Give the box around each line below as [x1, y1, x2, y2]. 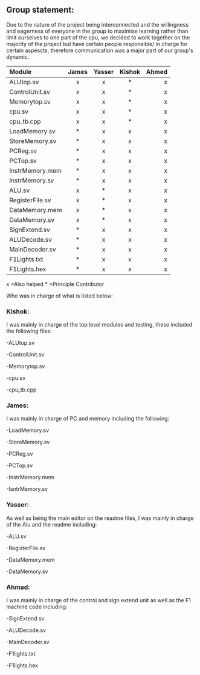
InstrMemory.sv [9, 176, 54, 184]
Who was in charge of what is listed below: [6, 292, 113, 299]
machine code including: [6, 603, 68, 610]
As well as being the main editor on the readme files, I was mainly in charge [6, 514, 195, 522]
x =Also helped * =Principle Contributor [6, 280, 105, 287]
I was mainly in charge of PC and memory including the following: [6, 415, 170, 422]
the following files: [6, 327, 53, 335]
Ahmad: [6, 583, 30, 591]
